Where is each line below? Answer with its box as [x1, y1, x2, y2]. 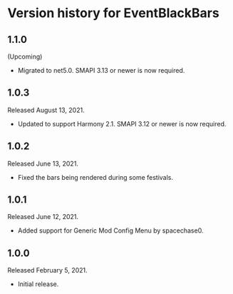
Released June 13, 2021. [7, 159, 78, 168]
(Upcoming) [7, 52, 43, 61]
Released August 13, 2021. [7, 106, 85, 114]
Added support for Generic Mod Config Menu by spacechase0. [17, 226, 204, 235]
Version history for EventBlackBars [7, 5, 219, 21]
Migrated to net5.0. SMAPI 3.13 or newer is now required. [17, 66, 185, 74]
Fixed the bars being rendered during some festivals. [17, 173, 173, 181]
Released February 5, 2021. [7, 266, 88, 275]
